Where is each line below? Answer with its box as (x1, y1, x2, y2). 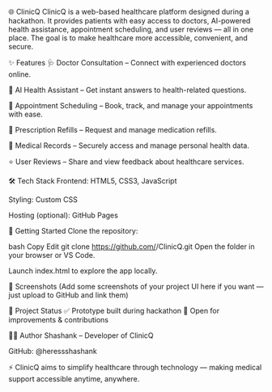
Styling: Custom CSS (8, 195, 79, 204)
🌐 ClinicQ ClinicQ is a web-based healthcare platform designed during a (8, 7, 249, 16)
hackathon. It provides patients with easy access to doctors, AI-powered (8, 16, 251, 25)
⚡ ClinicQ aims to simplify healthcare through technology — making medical (8, 363, 262, 372)
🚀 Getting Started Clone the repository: (8, 226, 138, 235)
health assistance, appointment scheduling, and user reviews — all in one (8, 24, 253, 34)
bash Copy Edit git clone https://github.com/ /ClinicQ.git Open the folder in (8, 242, 255, 251)
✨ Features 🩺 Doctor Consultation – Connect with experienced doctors (8, 58, 247, 67)
